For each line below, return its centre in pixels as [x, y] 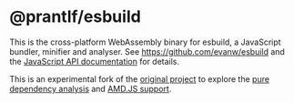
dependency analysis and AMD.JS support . [91, 88]
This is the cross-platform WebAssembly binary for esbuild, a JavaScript [145, 42]
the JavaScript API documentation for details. [95, 61]
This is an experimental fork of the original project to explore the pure [140, 78]
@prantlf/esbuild [75, 17]
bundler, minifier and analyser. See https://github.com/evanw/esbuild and [147, 51]
